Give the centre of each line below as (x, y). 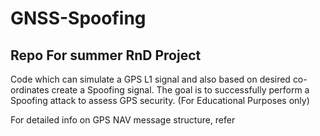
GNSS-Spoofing (78, 18)
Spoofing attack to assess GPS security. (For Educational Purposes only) (160, 100)
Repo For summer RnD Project (106, 55)
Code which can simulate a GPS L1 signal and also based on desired (150, 79)
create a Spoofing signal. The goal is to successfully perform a (180, 90)
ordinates (30, 90)
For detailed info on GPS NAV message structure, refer (123, 120)
